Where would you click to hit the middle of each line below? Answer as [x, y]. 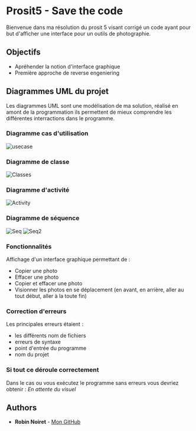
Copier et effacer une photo [48, 284]
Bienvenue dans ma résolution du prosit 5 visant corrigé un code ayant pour [98, 27]
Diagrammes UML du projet [58, 91]
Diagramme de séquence [43, 218]
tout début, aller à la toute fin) [51, 296]
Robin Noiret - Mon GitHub [48, 422]
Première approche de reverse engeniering [67, 73]
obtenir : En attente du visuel [41, 389]
